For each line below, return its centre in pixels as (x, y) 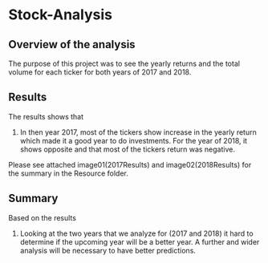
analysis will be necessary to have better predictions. (108, 250)
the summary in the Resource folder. (68, 173)
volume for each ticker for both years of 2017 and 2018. (100, 72)
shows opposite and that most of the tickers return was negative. (127, 149)
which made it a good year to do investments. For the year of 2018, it (133, 140)
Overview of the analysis (72, 45)
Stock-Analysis (61, 15)
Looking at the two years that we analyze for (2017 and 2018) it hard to (137, 233)
